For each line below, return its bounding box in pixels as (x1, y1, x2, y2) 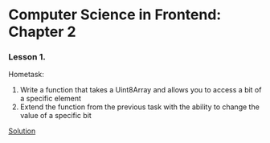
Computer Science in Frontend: (8, 6, 222, 24)
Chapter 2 (8, 22, 76, 41)
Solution (8, 126, 36, 136)
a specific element (19, 94, 82, 104)
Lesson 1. (8, 51, 46, 63)
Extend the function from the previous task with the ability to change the (19, 102, 260, 112)
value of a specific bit (19, 111, 92, 121)
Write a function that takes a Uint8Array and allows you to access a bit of (19, 85, 262, 95)
